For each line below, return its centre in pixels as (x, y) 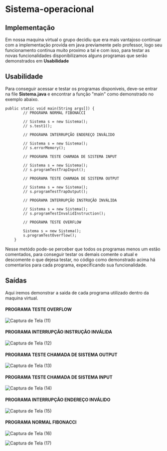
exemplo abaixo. (22, 99)
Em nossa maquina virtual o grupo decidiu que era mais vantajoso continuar (83, 39)
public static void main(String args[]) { (50, 108)
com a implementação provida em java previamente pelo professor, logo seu (84, 45)
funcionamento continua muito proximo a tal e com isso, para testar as (78, 50)
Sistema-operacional (50, 9)
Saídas (16, 281)
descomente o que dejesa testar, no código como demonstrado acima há (80, 259)
